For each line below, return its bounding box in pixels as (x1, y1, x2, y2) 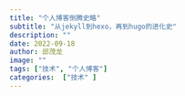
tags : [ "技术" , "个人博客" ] (9, 65, 108, 74)
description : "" (9, 30, 71, 39)
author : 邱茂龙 (9, 48, 63, 57)
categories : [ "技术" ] (9, 73, 98, 82)
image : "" (9, 56, 47, 65)
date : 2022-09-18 (9, 38, 76, 48)
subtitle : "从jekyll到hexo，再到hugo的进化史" (9, 22, 178, 31)
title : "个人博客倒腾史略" (9, 13, 101, 23)
